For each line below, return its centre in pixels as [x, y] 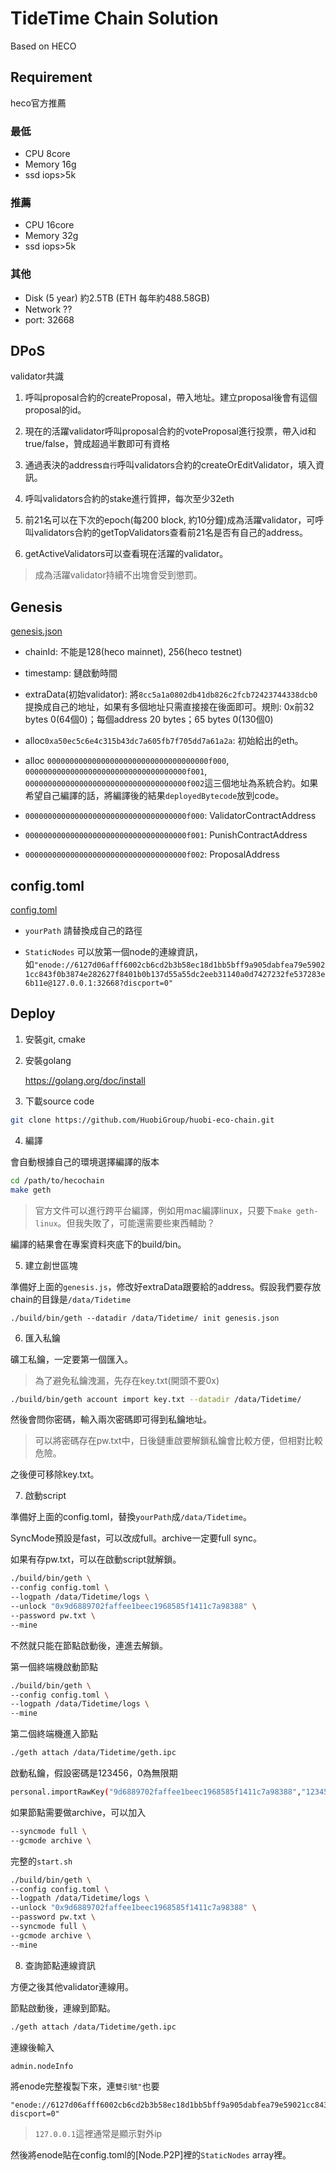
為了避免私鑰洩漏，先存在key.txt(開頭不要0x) [127, 1380]
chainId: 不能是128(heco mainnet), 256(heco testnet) [133, 652]
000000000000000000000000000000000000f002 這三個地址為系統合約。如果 [171, 783]
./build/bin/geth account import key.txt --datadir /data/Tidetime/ [156, 1399]
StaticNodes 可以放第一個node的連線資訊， [113, 952]
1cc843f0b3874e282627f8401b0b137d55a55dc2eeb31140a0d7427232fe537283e [175, 975]
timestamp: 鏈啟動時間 [71, 673]
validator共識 [37, 376]
